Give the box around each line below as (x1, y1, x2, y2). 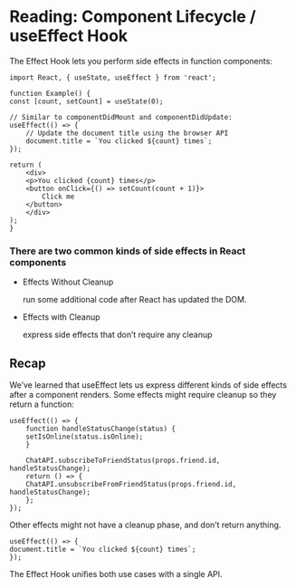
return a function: (9, 399, 74, 410)
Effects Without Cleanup (22, 276, 114, 287)
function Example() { (9, 89, 91, 98)
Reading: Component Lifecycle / (9, 6, 256, 27)
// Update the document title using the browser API (25, 129, 229, 138)
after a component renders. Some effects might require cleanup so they (9, 390, 277, 400)
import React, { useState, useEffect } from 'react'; (9, 72, 217, 82)
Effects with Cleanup (22, 312, 101, 323)
